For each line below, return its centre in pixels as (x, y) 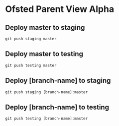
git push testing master (31, 65)
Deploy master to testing (44, 54)
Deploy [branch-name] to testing (57, 107)
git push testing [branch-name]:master (47, 119)
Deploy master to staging (45, 28)
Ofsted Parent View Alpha (60, 9)
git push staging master (31, 39)
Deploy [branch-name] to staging (58, 81)
